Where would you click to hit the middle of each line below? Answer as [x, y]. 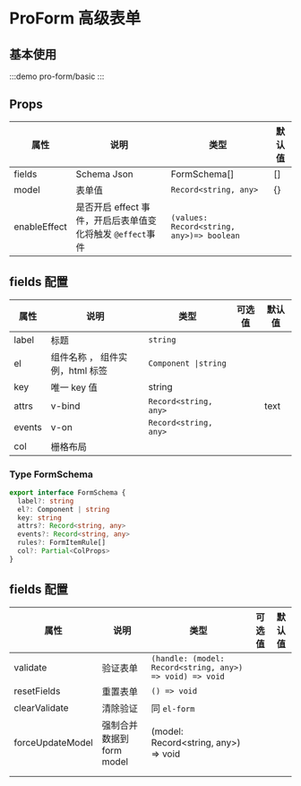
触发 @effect [120, 234]
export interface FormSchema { [68, 492]
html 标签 [88, 370]
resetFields [37, 691]
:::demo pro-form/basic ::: [57, 76]
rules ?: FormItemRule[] [61, 543]
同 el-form [173, 708]
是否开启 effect [107, 207]
